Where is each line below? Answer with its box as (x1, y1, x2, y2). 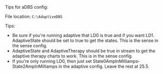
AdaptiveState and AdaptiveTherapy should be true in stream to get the (12, 48, 156, 54)
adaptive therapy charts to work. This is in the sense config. (12, 53, 133, 59)
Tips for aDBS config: (5, 4, 48, 10)
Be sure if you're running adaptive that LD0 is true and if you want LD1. (12, 33, 155, 38)
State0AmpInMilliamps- (92, 58, 141, 64)
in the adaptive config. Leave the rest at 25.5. (58, 63, 150, 69)
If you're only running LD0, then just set (12, 58, 92, 64)
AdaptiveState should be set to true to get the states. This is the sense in (12, 37, 159, 43)
